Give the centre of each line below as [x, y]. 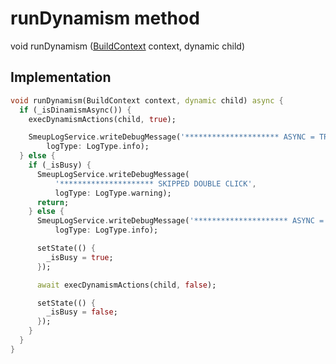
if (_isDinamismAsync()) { [75, 110]
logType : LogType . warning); [113, 193]
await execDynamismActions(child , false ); [126, 285]
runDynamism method [105, 18]
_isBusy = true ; [80, 257]
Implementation [61, 77]
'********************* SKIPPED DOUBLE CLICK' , [155, 183]
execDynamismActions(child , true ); [102, 119]
